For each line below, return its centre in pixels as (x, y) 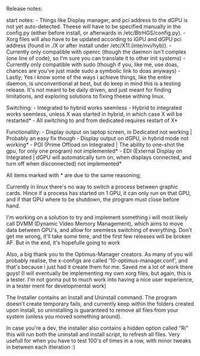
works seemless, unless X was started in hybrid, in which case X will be (94, 114)
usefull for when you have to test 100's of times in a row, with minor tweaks (99, 340)
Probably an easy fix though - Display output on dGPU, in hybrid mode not (98, 138)
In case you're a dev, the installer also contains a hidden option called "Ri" (97, 328)
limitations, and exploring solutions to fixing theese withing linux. (86, 96)
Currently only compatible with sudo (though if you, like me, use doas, (93, 64)
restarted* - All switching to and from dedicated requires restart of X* (92, 120)
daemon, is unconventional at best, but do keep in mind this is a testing (93, 83)
